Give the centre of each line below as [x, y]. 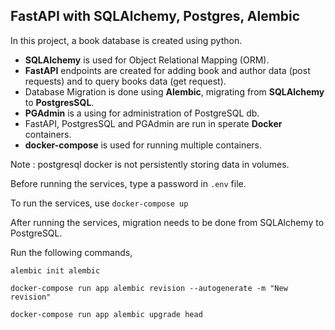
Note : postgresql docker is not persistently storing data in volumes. [150, 164]
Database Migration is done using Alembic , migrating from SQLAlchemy [174, 91]
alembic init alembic [55, 270]
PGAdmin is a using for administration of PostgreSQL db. [142, 113]
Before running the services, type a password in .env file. [128, 183]
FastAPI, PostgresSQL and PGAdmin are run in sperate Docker [153, 123]
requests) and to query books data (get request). [125, 81]
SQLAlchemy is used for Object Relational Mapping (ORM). [147, 60]
